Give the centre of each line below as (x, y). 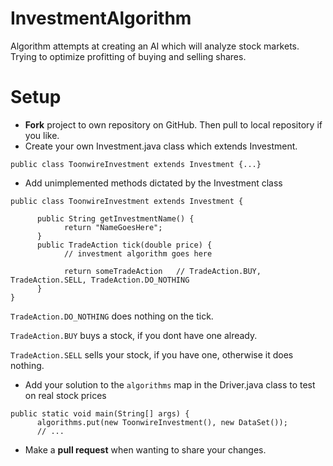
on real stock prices (65, 395)
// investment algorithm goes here (138, 253)
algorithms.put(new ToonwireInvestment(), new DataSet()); (162, 422)
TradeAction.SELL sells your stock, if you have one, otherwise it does (152, 354)
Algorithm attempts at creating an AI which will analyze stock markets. (155, 46)
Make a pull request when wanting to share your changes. (145, 449)
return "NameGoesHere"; (113, 227)
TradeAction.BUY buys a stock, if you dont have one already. (134, 335)
